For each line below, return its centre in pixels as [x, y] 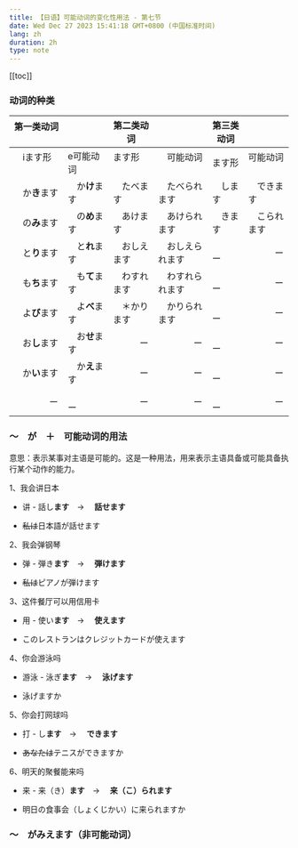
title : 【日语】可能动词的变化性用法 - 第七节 [85, 17]
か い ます [41, 373]
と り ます [41, 253]
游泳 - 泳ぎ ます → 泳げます [78, 676]
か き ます [41, 193]
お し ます [41, 343]
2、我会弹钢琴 [35, 545]
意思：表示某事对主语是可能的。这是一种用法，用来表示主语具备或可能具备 [145, 457]
